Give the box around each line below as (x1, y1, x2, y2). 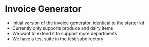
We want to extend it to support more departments (12, 30, 117, 36)
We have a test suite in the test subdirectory (12, 36, 104, 42)
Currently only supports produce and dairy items (12, 25, 113, 31)
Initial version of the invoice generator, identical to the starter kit (12, 20, 144, 26)
